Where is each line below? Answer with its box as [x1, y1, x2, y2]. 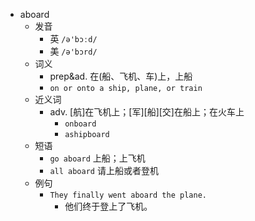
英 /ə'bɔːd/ [49, 33, 98, 44]
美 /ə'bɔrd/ [49, 45, 98, 57]
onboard [64, 119, 97, 129]
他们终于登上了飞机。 [64, 200, 153, 212]
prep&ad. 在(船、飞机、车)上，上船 [49, 70, 193, 82]
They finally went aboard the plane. [49, 190, 207, 200]
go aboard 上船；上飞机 [49, 152, 146, 164]
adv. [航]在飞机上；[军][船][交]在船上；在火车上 [49, 106, 245, 118]
